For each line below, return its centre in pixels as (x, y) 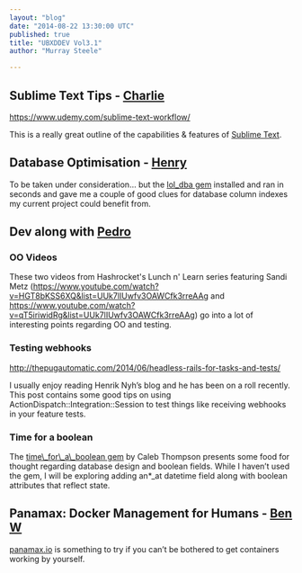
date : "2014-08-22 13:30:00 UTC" (72, 26)
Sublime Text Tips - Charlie (87, 95)
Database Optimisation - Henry (98, 163)
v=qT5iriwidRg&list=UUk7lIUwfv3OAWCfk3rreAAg (102, 315)
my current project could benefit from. (80, 203)
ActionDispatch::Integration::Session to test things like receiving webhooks (148, 404)
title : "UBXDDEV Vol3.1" (56, 43)
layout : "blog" (38, 18)
